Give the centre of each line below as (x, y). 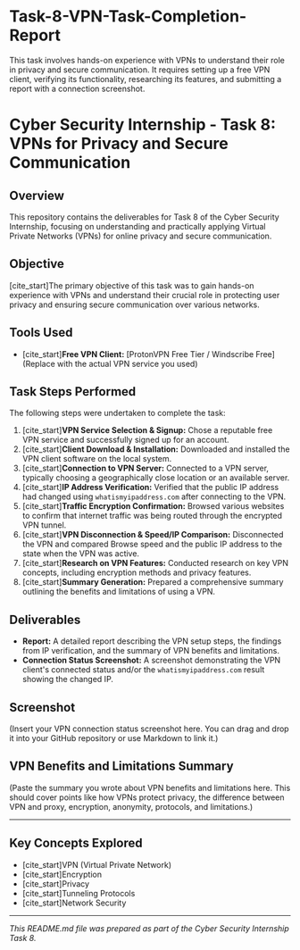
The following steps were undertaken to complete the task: (117, 413)
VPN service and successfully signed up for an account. (125, 440)
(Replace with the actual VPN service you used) (110, 363)
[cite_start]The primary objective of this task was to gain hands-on (132, 285)
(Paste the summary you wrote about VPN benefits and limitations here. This (150, 787)
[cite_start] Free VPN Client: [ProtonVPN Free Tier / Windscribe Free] (148, 354)
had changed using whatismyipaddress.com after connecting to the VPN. (154, 496)
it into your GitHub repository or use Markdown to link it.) (114, 738)
